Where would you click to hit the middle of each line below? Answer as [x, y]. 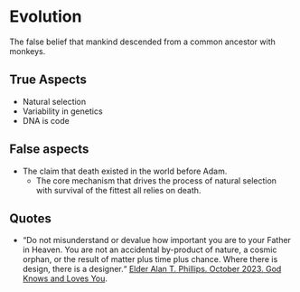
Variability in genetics [62, 111]
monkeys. [28, 51]
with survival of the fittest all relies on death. [118, 190]
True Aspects [48, 80]
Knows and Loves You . [65, 278]
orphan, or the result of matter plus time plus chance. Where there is [150, 259]
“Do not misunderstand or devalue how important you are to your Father [157, 240]
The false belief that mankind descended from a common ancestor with [142, 42]
